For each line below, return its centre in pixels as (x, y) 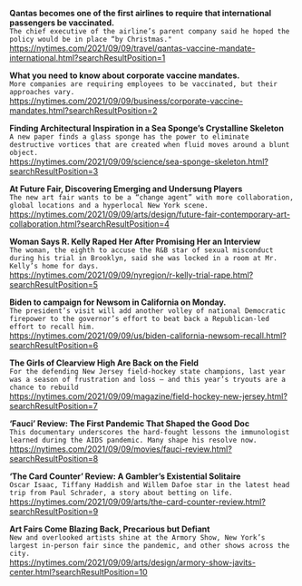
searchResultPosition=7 (54, 406)
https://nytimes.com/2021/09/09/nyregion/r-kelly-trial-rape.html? (132, 275)
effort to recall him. (52, 327)
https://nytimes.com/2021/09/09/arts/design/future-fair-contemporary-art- (150, 214)
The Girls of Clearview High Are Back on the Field (104, 363)
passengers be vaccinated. (62, 23)
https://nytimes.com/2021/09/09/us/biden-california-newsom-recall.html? (148, 336)
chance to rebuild (44, 387)
